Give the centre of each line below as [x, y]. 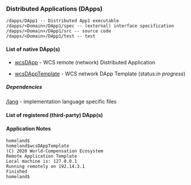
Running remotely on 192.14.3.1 [45, 167]
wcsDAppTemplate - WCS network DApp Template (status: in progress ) [100, 73]
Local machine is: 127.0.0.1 [42, 162]
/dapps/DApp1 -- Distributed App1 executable [62, 21]
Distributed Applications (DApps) [54, 9]
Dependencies [24, 87]
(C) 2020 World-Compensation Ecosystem [55, 151]
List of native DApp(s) [33, 49]
